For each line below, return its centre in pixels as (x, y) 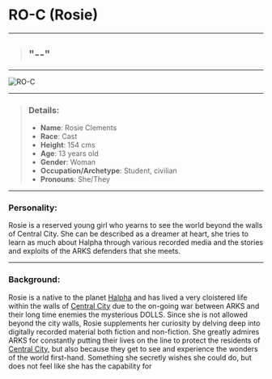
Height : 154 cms (68, 145)
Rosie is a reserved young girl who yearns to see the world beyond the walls (136, 225)
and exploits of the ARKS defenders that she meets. (94, 251)
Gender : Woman (68, 162)
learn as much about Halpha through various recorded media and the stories (136, 242)
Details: (44, 110)
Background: (34, 280)
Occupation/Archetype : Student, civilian (109, 171)
